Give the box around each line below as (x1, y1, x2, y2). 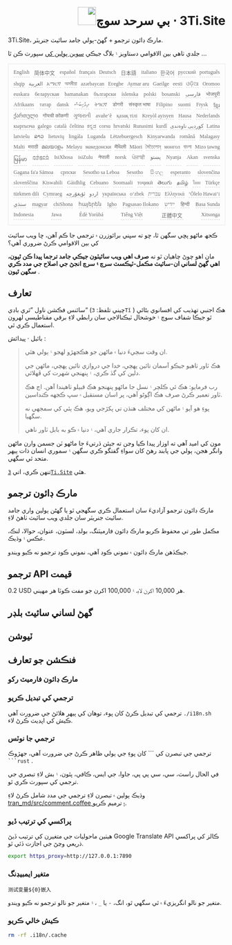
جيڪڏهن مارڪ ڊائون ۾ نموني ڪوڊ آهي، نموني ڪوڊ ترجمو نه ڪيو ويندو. (8, 548, 188, 556)
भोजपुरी (206, 90, 220, 97)
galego (37, 122, 52, 129)
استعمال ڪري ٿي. (8, 321, 55, 329)
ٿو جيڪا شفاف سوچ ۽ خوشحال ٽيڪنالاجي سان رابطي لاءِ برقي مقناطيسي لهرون (8, 313, 213, 321)
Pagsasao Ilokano (122, 200, 159, 207)
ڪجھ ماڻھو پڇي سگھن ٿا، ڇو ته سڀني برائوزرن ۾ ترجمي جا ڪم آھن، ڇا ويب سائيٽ (8, 231, 218, 239)
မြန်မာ (13, 155, 28, 162)
